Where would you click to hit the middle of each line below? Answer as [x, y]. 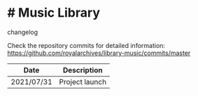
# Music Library [54, 13]
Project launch [83, 81]
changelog [23, 32]
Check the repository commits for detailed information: [86, 45]
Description [83, 70]
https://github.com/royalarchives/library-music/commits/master [99, 53]
